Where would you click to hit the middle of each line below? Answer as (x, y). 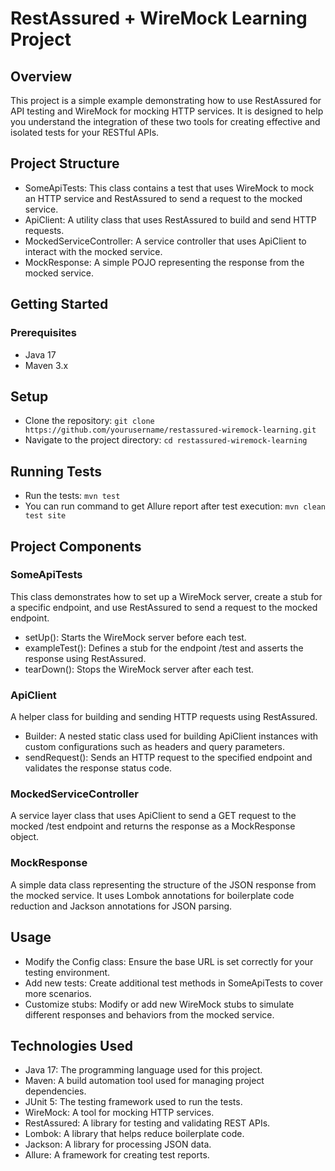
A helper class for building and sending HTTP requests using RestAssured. (164, 717)
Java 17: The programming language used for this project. (143, 1070)
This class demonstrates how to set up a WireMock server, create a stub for (166, 596)
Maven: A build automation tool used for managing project (144, 1081)
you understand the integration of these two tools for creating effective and (165, 121)
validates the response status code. (98, 768)
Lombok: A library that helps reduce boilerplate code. (134, 1134)
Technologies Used (71, 1045)
